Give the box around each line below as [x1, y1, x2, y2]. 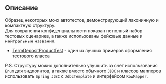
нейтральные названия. [5, 38, 55, 44]
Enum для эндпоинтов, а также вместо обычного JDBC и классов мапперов [5, 68, 161, 74]
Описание [5, 4, 38, 12]
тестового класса [12, 53, 50, 59]
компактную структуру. [5, 22, 55, 28]
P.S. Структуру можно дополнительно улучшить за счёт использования [5, 62, 158, 68]
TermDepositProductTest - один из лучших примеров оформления [12, 47, 152, 53]
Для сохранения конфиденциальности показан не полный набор [5, 27, 143, 34]
